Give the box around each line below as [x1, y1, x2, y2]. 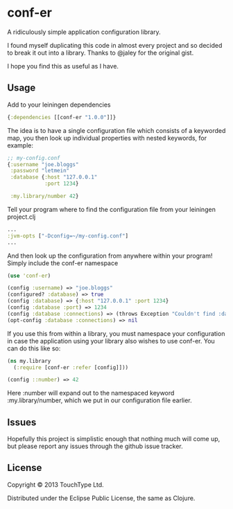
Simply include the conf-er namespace [7, 258, 119, 267]
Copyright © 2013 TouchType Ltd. [7, 480, 104, 489]
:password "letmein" [10, 168, 70, 175]
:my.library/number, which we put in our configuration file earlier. [7, 396, 192, 404]
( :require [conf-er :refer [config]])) [13, 364, 129, 371]
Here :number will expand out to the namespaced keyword [7, 389, 175, 398]
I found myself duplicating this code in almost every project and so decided [7, 41, 223, 49]
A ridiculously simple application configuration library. [7, 28, 161, 36]
